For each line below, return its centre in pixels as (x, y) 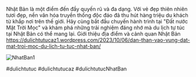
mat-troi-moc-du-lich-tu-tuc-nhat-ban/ (54, 46)
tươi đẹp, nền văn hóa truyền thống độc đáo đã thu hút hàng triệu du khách (97, 15)
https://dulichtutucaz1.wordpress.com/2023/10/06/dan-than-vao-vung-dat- (98, 40)
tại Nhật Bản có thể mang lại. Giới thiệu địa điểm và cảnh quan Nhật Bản (93, 34)
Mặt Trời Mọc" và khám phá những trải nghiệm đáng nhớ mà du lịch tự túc (96, 27)
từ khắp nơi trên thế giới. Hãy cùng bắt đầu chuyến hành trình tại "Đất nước (97, 21)
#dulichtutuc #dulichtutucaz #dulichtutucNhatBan (67, 69)
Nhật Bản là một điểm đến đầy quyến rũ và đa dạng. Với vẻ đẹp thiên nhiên (97, 9)
